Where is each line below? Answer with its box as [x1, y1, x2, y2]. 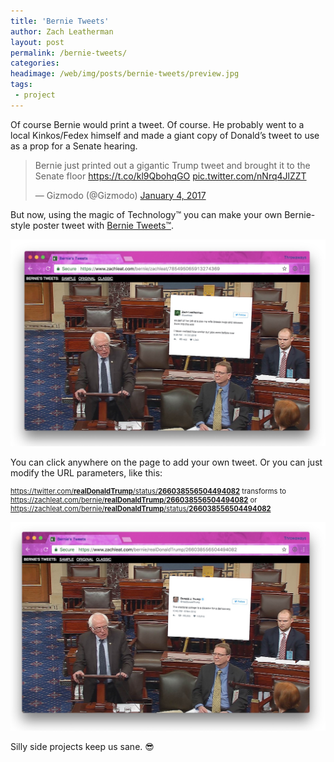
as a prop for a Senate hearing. [10, 140, 138, 152]
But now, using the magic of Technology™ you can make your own [10, 208, 283, 220]
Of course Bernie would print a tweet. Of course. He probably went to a [10, 118, 305, 130]
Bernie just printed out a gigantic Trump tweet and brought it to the [34, 159, 311, 171]
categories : [10, 58, 60, 69]
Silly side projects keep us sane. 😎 [10, 741, 155, 753]
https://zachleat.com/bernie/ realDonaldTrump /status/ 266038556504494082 [10, 503, 272, 514]
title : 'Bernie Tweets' [10, 16, 110, 26]
